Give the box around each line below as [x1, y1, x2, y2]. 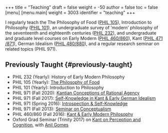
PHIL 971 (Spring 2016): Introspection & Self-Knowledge [12, 100, 128, 106]
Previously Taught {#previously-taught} [5, 60, 133, 69]
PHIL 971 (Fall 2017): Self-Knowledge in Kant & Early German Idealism [12, 95, 156, 101]
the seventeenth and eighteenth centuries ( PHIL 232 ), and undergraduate [5, 30, 156, 36]
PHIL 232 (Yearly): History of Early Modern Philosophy [12, 74, 125, 80]
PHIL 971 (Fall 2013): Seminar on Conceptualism [12, 105, 111, 112]
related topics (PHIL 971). [5, 46, 57, 52]
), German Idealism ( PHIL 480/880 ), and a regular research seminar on [13, 41, 159, 47]
